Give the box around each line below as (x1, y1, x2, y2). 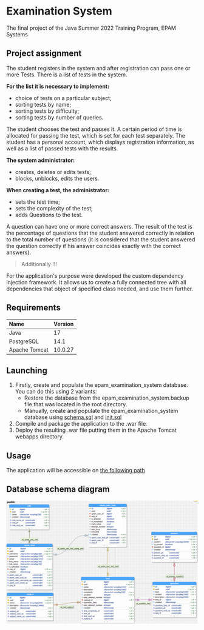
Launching (6, 365, 47, 375)
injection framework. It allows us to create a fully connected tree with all (6, 278, 186, 286)
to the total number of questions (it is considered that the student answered (6, 235, 195, 243)
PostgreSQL (8, 338, 39, 345)
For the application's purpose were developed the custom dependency (6, 272, 184, 280)
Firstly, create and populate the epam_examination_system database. (15, 381, 188, 389)
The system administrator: (6, 156, 75, 164)
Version (53, 320, 74, 328)
